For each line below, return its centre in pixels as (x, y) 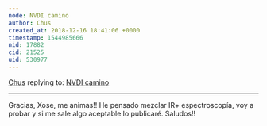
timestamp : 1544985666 (46, 38)
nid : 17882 (26, 45)
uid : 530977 (28, 60)
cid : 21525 (26, 52)
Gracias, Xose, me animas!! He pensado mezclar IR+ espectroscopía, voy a (131, 105)
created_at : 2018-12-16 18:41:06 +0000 (74, 30)
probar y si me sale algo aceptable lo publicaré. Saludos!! (102, 113)
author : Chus (30, 23)
